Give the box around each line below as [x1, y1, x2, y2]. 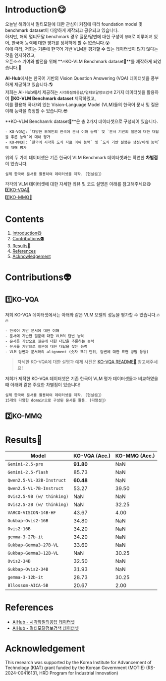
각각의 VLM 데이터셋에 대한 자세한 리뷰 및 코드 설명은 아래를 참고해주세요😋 [5, 181, 151, 187]
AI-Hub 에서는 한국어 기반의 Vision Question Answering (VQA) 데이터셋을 [5, 75, 150, 81]
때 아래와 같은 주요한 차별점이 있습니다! [5, 382, 81, 388]
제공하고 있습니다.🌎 [14, 81, 54, 87]
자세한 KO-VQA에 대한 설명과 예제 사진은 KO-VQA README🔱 [17, 359, 137, 365]
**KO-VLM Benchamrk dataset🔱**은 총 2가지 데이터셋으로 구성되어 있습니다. [5, 118, 159, 124]
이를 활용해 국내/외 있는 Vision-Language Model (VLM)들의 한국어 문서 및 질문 [5, 101, 160, 107]
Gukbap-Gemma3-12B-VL [7, 550, 58, 556]
